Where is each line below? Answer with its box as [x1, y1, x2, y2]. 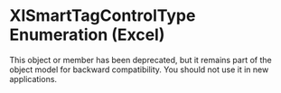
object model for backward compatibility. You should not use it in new [9, 64, 269, 75]
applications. [9, 73, 57, 84]
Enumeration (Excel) [9, 24, 165, 45]
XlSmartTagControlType [9, 5, 196, 26]
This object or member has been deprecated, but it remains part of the [9, 54, 273, 65]
